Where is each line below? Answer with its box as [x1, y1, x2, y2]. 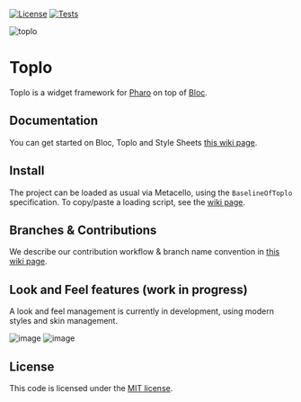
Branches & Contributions [9, 222, 157, 237]
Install [9, 163, 45, 179]
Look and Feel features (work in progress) [9, 281, 249, 297]
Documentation [9, 113, 99, 129]
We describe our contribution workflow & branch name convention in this [9, 246, 280, 257]
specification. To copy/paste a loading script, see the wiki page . [9, 196, 245, 207]
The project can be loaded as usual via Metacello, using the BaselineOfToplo [9, 187, 293, 198]
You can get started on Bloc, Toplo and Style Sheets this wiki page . [9, 137, 258, 147]
